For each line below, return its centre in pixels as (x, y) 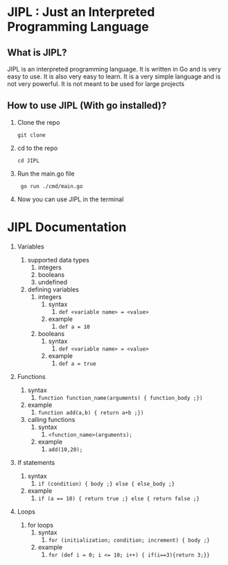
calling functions (51, 419)
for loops (41, 525)
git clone (32, 135)
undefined (53, 282)
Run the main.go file (46, 174)
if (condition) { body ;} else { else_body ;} (106, 484)
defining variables (53, 289)
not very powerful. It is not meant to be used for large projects (96, 84)
